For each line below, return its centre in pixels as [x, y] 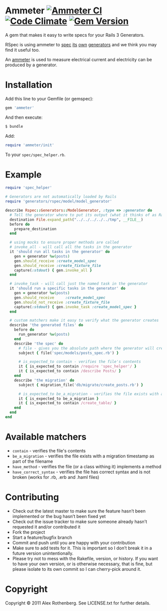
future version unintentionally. [43, 553]
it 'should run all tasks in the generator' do [60, 252]
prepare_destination [35, 229]
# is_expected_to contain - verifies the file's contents [80, 362]
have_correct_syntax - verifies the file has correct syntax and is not [81, 472]
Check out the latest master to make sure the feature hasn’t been [79, 511]
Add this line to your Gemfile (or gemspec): [49, 98]
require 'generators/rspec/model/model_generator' [59, 201]
